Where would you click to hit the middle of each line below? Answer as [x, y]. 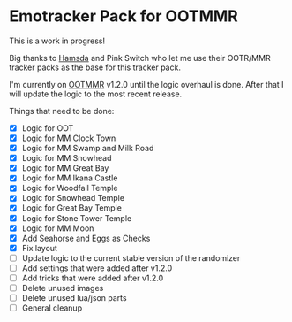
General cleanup [52, 308]
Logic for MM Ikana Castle [70, 178]
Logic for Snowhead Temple [73, 198]
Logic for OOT [48, 128]
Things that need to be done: [62, 111]
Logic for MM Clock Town [69, 138]
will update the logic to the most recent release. [96, 94]
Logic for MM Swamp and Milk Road [88, 149]
